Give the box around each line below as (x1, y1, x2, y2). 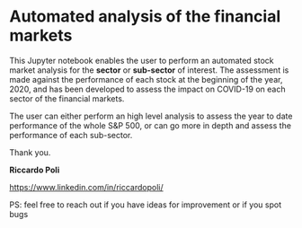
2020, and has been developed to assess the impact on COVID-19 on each (9, 83, 286, 94)
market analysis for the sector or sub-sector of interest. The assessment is (9, 65, 289, 75)
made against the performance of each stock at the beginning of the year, (9, 74, 283, 84)
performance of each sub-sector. (9, 129, 133, 140)
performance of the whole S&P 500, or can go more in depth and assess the (9, 119, 292, 131)
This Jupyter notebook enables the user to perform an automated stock (9, 55, 274, 66)
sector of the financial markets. (9, 92, 125, 104)
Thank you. (9, 146, 51, 158)
